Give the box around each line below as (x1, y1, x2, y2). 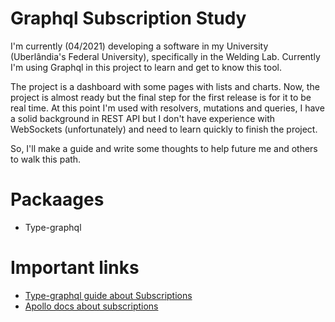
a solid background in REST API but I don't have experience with (10, 112, 276, 124)
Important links (10, 257, 140, 279)
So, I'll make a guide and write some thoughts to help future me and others (10, 142, 318, 154)
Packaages (10, 188, 105, 211)
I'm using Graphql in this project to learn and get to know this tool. (10, 61, 283, 73)
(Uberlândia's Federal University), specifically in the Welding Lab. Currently (10, 50, 321, 62)
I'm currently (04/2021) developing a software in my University (10, 40, 269, 52)
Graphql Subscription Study (10, 7, 247, 30)
